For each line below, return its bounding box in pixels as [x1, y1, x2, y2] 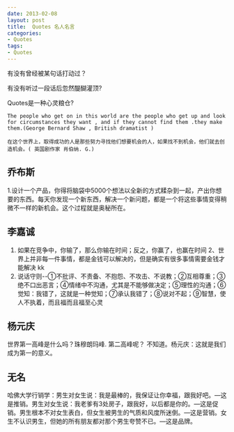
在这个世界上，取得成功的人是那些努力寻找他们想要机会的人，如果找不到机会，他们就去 [7, 138, 220, 145]
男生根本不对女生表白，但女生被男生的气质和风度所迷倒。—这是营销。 [19, 408, 221, 417]
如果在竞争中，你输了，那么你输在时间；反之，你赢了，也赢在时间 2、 [17, 245, 219, 254]
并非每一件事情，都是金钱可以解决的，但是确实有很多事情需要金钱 [29, 254, 219, 263]
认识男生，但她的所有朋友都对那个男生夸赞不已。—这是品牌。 [19, 417, 196, 426]
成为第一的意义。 [7, 349, 56, 357]
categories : [7, 29, 42, 37]
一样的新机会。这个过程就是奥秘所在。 [19, 203, 130, 212]
